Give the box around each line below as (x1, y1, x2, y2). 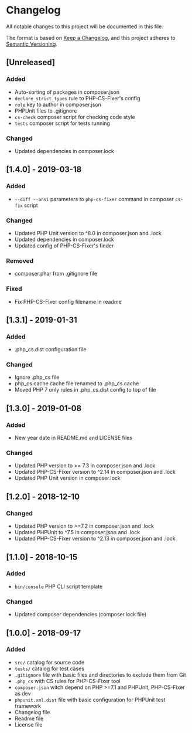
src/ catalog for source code (14, 659, 85, 666)
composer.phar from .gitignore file (14, 270, 98, 277)
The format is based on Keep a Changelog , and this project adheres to (6, 34, 176, 41)
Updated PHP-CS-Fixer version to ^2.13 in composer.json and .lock (14, 535, 176, 542)
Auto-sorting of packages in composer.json (14, 89, 120, 96)
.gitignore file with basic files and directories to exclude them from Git (14, 671, 186, 678)
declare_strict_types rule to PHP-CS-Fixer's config (14, 94, 140, 101)
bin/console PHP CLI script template (14, 583, 103, 590)
